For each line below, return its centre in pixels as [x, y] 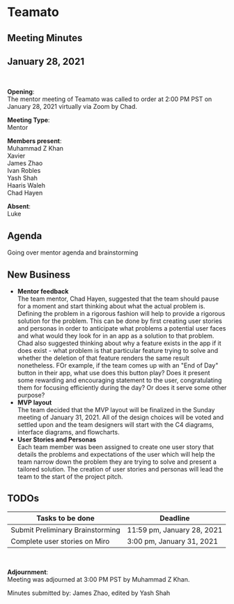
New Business [39, 274]
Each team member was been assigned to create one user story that [116, 447]
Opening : [21, 92]
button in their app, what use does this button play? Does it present [114, 373]
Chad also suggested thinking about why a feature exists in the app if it [119, 343]
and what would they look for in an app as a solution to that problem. [116, 336]
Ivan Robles [24, 171]
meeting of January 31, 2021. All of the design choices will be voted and [120, 417]
